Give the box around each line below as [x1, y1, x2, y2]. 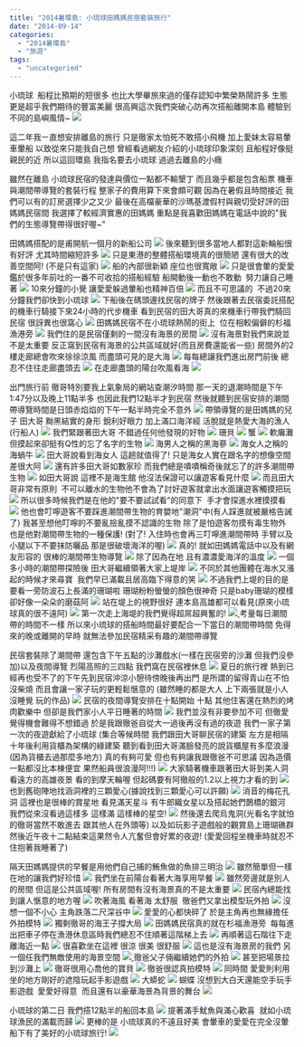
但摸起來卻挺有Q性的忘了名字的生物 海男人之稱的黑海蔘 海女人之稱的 [9, 438, 289, 449]
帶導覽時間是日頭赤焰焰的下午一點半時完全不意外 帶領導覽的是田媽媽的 [9, 404, 285, 414]
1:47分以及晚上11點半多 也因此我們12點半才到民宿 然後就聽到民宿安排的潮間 [9, 393, 290, 404]
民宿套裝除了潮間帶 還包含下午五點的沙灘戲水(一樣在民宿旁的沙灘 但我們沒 [9, 649, 287, 661]
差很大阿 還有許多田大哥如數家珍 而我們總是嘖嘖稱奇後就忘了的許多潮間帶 [9, 461, 295, 471]
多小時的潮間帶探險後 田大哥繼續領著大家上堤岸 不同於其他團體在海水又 [9, 562, 287, 573]
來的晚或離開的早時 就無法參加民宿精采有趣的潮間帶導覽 [9, 630, 218, 641]
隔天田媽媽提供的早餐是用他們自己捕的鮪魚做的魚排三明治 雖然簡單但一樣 [9, 861, 292, 871]
